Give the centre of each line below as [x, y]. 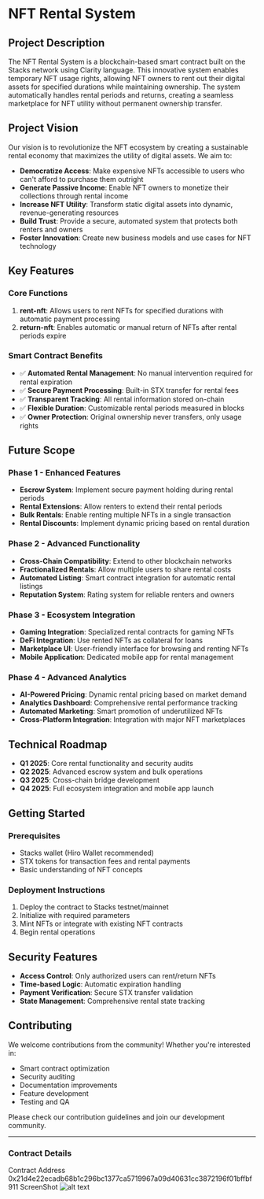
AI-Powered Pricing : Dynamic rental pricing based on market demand [133, 694]
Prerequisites [34, 835]
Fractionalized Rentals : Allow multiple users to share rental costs [125, 569]
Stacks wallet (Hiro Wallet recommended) [87, 853]
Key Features [41, 271]
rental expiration [46, 382]
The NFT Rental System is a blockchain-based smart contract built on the [127, 61]
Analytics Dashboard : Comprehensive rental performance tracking [128, 703]
